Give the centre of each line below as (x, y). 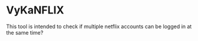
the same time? (25, 32)
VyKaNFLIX (35, 10)
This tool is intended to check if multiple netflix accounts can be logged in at (99, 26)
